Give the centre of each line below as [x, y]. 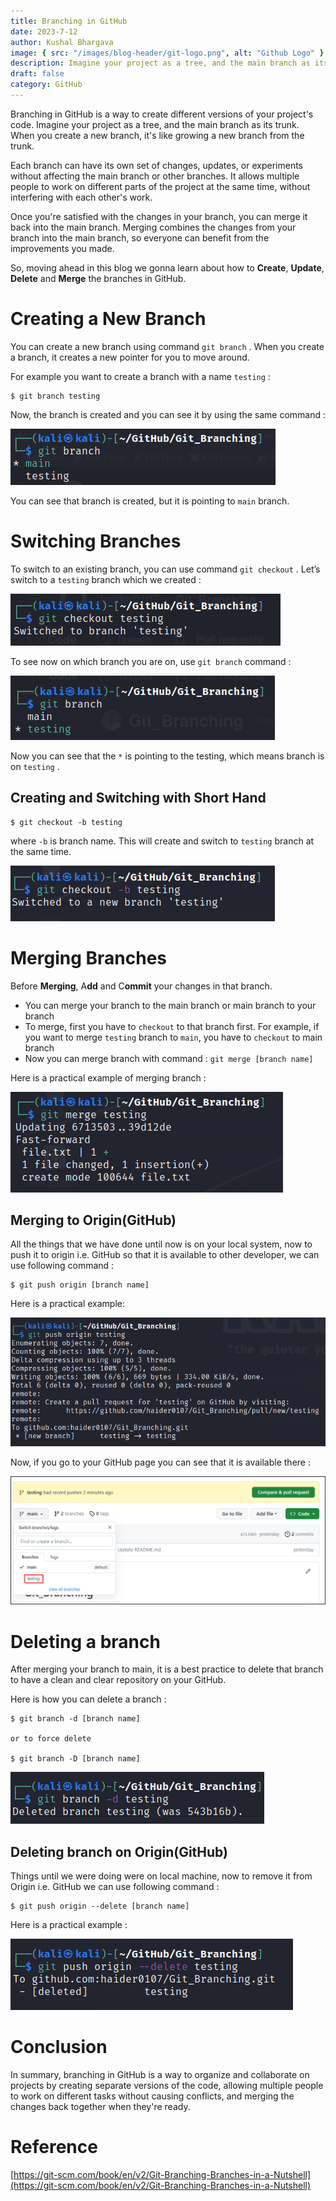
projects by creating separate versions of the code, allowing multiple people [167, 2086]
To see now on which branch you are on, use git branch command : [151, 661]
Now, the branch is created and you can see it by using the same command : [168, 414]
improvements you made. [62, 248]
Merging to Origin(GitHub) [93, 1220]
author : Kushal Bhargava [62, 42]
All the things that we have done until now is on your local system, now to [161, 1244]
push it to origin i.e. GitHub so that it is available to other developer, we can [165, 1255]
